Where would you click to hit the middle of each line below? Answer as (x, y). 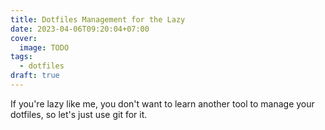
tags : (21, 57)
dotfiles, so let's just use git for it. (79, 114)
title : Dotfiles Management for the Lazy (98, 19)
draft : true (35, 76)
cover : (24, 38)
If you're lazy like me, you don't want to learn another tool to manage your (162, 103)
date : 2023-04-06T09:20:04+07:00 (80, 29)
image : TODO (44, 47)
